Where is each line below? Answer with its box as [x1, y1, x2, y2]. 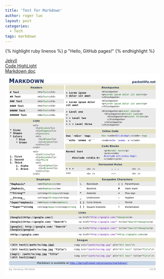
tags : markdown [5, 34, 36, 39]
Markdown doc [5, 68, 36, 74]
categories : [5, 24, 29, 29]
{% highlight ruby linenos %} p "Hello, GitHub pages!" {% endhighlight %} [5, 48, 155, 54]
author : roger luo [5, 13, 43, 18]
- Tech [9, 29, 23, 34]
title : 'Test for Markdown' [5, 8, 63, 13]
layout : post [5, 18, 32, 23]
